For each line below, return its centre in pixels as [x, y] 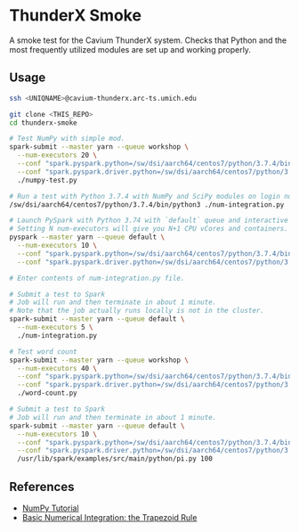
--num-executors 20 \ [57, 156]
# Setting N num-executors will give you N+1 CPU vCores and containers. [149, 229]
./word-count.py [47, 393]
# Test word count [43, 352]
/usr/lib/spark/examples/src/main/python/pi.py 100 [115, 459]
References [42, 487]
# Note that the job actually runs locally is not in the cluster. [137, 311]
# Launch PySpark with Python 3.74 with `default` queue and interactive [149, 221]
